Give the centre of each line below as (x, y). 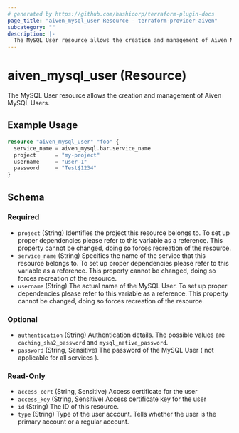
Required (23, 217)
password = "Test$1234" (55, 168)
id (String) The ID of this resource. (68, 407)
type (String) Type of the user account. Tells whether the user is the (117, 414)
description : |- (31, 34)
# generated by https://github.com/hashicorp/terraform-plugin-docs (111, 14)
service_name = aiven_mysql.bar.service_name (83, 148)
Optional (22, 319)
